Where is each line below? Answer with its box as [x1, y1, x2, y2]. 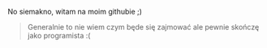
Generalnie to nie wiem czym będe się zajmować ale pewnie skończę [27, 22, 260, 31]
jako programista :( [27, 31, 91, 40]
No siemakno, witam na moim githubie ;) [7, 7, 143, 16]
